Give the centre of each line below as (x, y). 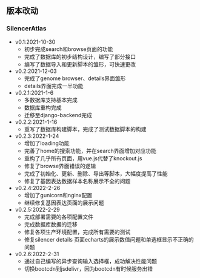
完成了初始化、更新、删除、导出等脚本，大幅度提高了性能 (96, 173)
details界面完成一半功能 (54, 86)
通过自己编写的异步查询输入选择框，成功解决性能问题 (91, 261)
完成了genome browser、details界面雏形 (75, 78)
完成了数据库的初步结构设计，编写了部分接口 (80, 56)
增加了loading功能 (47, 143)
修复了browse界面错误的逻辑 (60, 166)
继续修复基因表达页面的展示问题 (64, 203)
